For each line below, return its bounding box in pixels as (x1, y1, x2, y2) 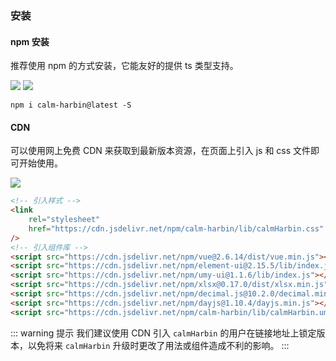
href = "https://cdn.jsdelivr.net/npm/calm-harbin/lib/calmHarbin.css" (28, 223, 325, 234)
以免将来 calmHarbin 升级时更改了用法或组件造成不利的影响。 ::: (27, 339, 290, 351)
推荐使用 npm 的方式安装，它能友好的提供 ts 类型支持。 (10, 60, 239, 72)
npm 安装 (10, 35, 50, 47)
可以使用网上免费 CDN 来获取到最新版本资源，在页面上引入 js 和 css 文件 (10, 145, 312, 157)
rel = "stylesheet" (28, 215, 101, 225)
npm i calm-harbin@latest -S (10, 100, 132, 111)
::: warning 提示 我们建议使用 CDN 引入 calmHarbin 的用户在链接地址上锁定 (10, 327, 317, 339)
